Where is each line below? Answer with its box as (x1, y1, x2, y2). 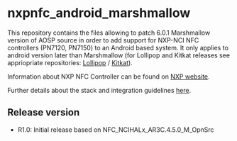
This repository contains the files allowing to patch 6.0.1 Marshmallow (7, 28, 211, 37)
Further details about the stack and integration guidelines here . (7, 86, 192, 94)
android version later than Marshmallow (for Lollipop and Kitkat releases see (7, 51, 231, 60)
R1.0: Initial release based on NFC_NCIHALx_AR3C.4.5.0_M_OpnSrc (17, 125, 214, 134)
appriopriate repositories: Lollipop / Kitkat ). (7, 58, 133, 67)
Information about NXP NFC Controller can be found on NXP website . (7, 72, 211, 81)
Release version (7, 106, 80, 118)
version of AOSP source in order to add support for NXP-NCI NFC (7, 35, 199, 44)
